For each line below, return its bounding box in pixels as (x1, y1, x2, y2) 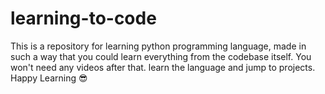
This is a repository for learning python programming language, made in (10, 40, 307, 52)
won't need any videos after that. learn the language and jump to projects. (10, 61, 316, 73)
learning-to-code (10, 7, 157, 30)
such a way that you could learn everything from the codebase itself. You (10, 50, 312, 62)
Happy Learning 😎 (10, 72, 88, 84)
